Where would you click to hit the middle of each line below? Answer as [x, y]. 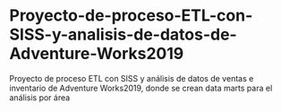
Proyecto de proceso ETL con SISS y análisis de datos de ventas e [132, 78]
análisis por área [40, 97]
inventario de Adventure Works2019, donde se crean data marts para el [141, 88]
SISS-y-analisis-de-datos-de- [123, 34]
